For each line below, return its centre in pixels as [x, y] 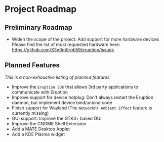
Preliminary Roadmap [39, 27]
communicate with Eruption [40, 92]
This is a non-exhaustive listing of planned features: [58, 77]
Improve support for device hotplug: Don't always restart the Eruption [82, 97]
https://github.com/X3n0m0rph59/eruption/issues [63, 50]
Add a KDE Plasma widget [38, 134]
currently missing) [30, 113]
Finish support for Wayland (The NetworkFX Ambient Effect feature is [82, 108]
